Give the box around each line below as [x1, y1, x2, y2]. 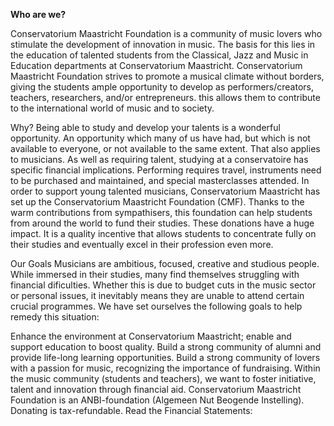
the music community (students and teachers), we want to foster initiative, [10, 373, 317, 384]
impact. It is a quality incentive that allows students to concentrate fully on [10, 228, 317, 239]
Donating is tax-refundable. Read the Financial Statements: [10, 405, 253, 416]
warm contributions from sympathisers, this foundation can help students [10, 207, 313, 218]
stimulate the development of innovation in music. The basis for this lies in [10, 39, 316, 50]
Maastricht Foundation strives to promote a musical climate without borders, [10, 70, 325, 82]
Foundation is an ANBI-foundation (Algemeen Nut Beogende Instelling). [10, 394, 305, 406]
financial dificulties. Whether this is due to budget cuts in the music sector [10, 279, 317, 291]
